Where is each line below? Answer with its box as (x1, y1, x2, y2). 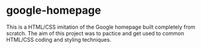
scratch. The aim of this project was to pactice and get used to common (6, 29, 184, 36)
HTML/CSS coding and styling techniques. (6, 36, 112, 43)
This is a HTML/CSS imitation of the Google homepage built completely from (6, 23, 196, 30)
